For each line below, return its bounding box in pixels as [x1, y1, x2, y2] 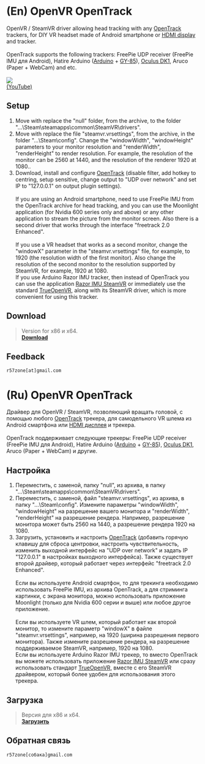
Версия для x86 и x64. [21, 711, 81, 719]
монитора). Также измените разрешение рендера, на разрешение [15, 638, 190, 646]
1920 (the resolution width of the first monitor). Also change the [15, 253, 176, 261]
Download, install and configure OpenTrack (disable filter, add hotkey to [15, 169, 196, 176]
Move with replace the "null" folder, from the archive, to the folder [15, 117, 182, 124]
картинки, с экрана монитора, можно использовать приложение [15, 592, 186, 600]
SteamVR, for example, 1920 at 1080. [15, 267, 108, 274]
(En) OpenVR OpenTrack [6, 4, 133, 18]
